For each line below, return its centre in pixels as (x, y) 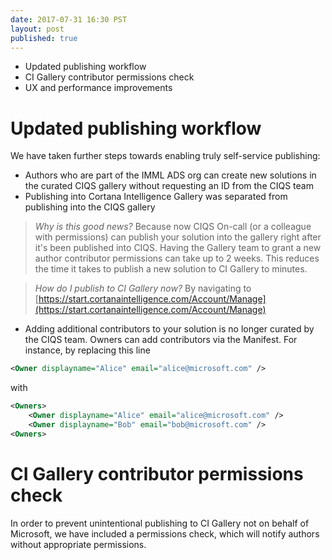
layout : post (37, 29)
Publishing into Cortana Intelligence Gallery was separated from (156, 197)
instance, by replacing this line (87, 350)
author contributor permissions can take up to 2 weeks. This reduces (177, 258)
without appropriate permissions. (78, 544)
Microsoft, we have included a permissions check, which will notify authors (165, 533)
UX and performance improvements (98, 88)
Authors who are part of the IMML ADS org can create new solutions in (170, 175)
